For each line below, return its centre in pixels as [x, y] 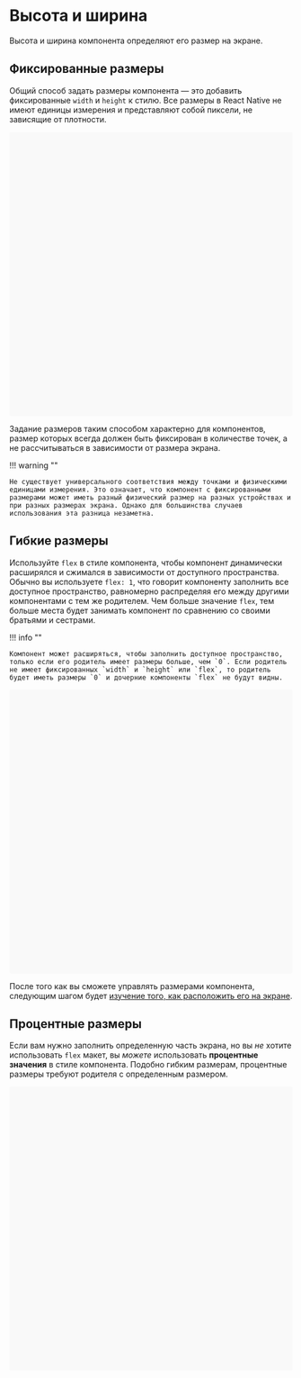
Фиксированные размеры [87, 69]
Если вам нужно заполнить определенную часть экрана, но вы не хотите [150, 1046]
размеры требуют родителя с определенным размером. [119, 1074]
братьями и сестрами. [53, 620]
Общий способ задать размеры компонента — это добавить [126, 90]
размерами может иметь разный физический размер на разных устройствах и [150, 497]
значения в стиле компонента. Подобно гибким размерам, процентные [148, 1065]
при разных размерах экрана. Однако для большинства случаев [126, 505]
